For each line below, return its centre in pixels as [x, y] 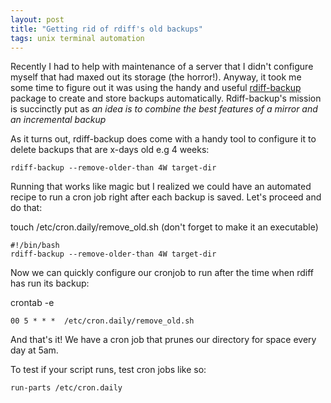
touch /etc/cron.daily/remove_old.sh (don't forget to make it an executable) [164, 227]
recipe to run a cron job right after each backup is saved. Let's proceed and [166, 197]
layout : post [37, 19]
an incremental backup [58, 120]
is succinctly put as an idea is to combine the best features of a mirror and [164, 109]
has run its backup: [50, 283]
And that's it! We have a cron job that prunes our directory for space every [163, 340]
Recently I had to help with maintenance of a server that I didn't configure [162, 67]
